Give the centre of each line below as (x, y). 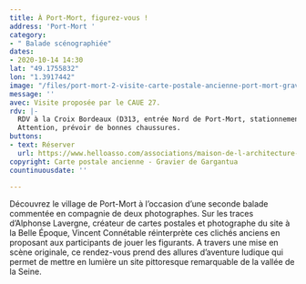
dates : (22, 52)
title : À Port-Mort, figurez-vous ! (79, 18)
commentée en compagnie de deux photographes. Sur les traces (132, 214)
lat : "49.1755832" (44, 69)
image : (22, 86)
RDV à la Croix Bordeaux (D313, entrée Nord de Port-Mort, (132, 119)
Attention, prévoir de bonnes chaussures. (99, 128)
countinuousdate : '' (49, 170)
